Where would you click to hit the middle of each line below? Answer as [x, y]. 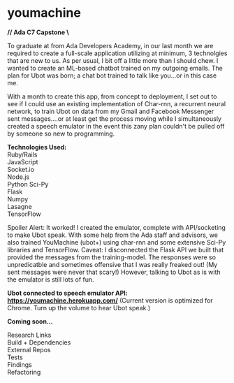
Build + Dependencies [39, 342]
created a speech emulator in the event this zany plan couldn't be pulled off [116, 126]
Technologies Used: [37, 147]
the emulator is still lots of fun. [51, 279]
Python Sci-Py [28, 184]
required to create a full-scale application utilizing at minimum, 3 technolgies [117, 53]
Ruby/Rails [22, 154]
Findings [20, 364]
